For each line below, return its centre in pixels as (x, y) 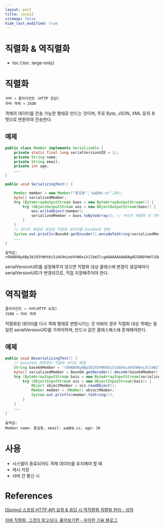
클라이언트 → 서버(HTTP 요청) (31, 309)
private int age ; (31, 166)
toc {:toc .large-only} (33, 63)
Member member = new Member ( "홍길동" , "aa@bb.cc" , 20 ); (68, 193)
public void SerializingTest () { (39, 184)
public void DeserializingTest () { (41, 359)
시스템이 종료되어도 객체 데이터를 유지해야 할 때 (57, 463)
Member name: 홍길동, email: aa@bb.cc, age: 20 (53, 428)
